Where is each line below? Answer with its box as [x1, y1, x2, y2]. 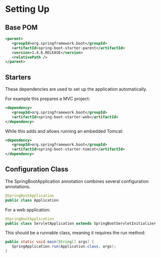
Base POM [5, 23, 38, 32]
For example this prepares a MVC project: [5, 96, 90, 102]
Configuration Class [5, 165, 68, 174]
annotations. [5, 183, 31, 189]
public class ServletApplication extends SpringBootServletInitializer [5, 221, 156, 226]
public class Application [5, 198, 58, 203]
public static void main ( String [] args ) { [5, 239, 94, 245]
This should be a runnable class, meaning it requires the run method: [5, 230, 146, 236]
